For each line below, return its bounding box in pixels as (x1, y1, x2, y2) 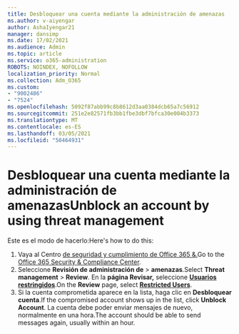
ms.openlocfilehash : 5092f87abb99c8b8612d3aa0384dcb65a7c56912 (7, 103, 200, 111)
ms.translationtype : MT (7, 116, 78, 123)
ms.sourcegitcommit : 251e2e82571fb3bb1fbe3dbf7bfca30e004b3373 (7, 110, 200, 117)
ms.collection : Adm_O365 (7, 76, 81, 84)
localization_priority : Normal (7, 70, 101, 77)
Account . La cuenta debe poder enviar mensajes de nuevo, (17, 303, 193, 312)
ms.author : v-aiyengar (7, 17, 75, 24)
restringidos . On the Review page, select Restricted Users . (17, 280, 193, 289)
